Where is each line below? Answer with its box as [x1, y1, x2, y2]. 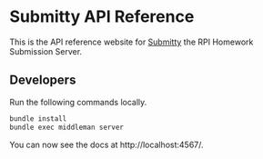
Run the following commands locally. [9, 96, 147, 107]
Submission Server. [9, 45, 83, 56]
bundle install [9, 114, 67, 124]
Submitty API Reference [9, 6, 195, 27]
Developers [9, 73, 76, 88]
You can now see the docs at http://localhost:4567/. [9, 139, 204, 150]
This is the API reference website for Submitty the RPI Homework [9, 36, 254, 47]
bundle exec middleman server [9, 123, 125, 132]
